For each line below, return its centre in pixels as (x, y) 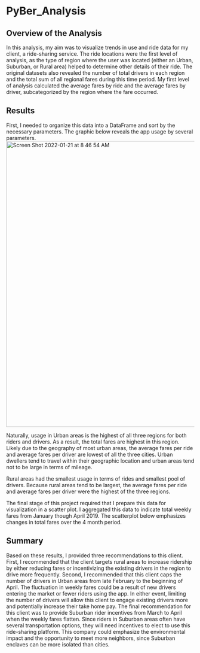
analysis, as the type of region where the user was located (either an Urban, (100, 60)
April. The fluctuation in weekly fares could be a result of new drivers (91, 587)
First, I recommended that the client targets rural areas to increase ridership (99, 561)
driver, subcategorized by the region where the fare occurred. (82, 92)
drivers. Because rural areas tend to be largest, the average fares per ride (97, 485)
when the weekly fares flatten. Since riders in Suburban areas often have (96, 619)
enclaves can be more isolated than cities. (58, 644)
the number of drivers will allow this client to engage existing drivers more (97, 600)
